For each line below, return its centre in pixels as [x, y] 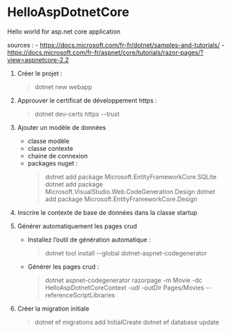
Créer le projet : [40, 73]
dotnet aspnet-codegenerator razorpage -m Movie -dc [124, 280]
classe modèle [48, 141]
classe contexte [50, 148]
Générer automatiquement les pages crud [77, 226]
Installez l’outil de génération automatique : [89, 239]
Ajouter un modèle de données [62, 127]
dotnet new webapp [63, 87]
